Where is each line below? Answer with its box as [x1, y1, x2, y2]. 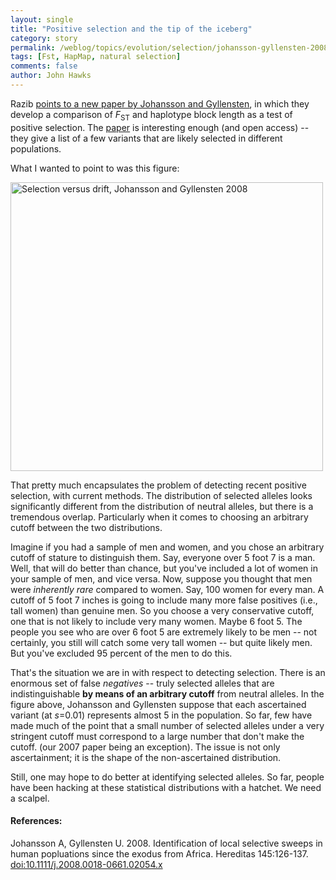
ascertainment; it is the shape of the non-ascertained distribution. [10, 751, 282, 763]
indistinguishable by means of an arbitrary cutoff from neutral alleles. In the [10, 687, 325, 700]
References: [10, 815, 63, 827]
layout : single [10, 14, 74, 25]
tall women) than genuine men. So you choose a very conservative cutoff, [10, 604, 315, 616]
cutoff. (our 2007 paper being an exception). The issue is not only [10, 741, 281, 753]
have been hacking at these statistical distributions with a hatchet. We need [10, 781, 322, 793]
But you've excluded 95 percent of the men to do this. [10, 647, 233, 659]
